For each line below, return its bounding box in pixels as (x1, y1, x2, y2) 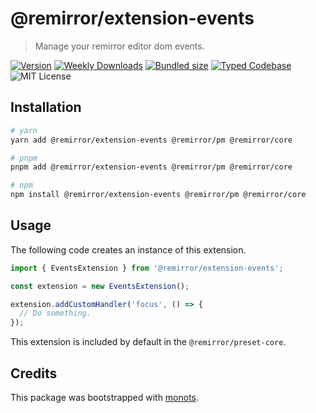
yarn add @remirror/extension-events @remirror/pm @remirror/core (10, 135, 293, 145)
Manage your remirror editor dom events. (34, 40, 205, 52)
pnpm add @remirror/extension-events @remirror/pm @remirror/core (10, 162, 293, 172)
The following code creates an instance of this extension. (10, 243, 247, 256)
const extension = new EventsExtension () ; (10, 281, 190, 291)
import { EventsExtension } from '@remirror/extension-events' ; (10, 263, 284, 273)
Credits (10, 365, 58, 382)
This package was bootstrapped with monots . (10, 392, 200, 403)
